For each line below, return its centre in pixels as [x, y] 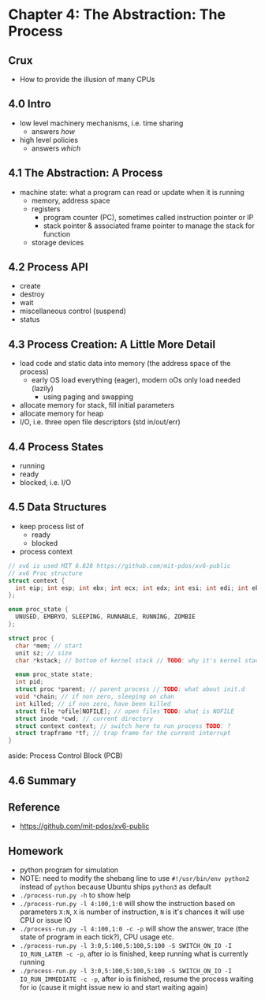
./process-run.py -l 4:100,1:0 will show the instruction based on [127, 904]
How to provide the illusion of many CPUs [87, 79]
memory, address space [71, 200]
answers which [56, 148]
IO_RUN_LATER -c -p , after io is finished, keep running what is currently [134, 954]
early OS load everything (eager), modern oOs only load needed [136, 380]
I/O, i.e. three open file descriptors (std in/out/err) [100, 422]
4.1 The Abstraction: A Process [86, 173]
